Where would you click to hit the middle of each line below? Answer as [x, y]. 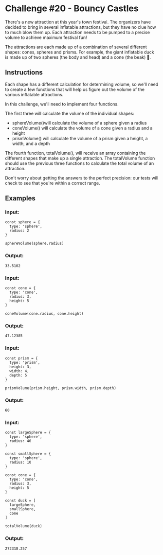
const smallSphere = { [28, 454]
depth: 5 [18, 375]
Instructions [24, 73]
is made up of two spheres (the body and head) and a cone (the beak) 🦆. [78, 57]
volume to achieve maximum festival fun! [46, 37]
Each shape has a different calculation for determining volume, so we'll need [82, 84]
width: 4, [19, 371]
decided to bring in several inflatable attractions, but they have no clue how [81, 27]
